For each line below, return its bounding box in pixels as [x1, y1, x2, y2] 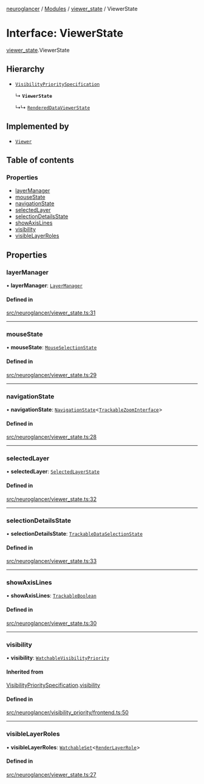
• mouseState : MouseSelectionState [6, 344, 97, 351]
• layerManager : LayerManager [6, 282, 83, 289]
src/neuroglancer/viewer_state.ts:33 [6, 557, 97, 565]
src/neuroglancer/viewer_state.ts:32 [6, 495, 97, 503]
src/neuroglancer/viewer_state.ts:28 [6, 434, 97, 441]
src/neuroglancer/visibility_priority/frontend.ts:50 [6, 709, 129, 716]
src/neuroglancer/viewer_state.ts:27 [6, 771, 97, 778]
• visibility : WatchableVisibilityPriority [6, 654, 109, 661]
